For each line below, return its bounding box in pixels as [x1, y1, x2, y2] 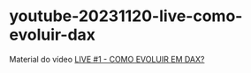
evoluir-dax [9, 25, 95, 45]
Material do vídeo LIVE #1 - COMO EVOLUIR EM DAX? [9, 54, 205, 64]
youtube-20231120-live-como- [9, 6, 243, 26]
